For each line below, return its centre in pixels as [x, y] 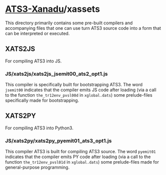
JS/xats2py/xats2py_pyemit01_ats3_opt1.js [58, 141]
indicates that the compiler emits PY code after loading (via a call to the [78, 157]
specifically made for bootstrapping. [42, 101]
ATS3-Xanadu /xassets [53, 9]
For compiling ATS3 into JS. [33, 61]
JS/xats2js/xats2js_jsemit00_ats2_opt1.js [56, 74]
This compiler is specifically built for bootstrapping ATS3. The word [74, 85]
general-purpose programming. [37, 168]
